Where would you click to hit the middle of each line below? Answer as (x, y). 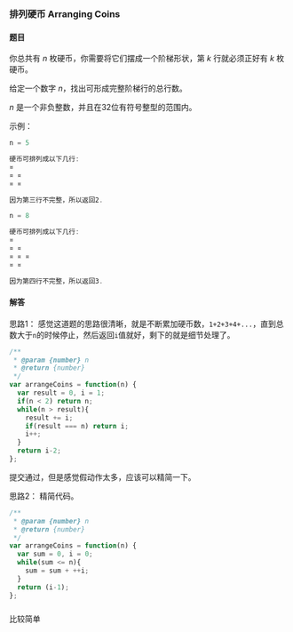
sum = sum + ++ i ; (57, 571)
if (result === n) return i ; (77, 426)
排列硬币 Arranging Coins (65, 13)
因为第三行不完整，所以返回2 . (56, 200)
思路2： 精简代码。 (44, 496)
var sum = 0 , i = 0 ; (55, 554)
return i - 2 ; (40, 451)
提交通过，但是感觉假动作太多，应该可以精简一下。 (103, 476)
